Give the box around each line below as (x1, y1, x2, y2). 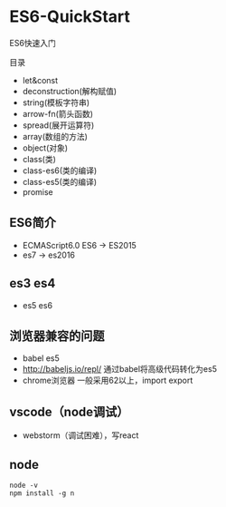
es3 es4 (9, 276, 56, 291)
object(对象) (22, 142, 69, 153)
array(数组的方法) (22, 131, 89, 141)
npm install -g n (9, 489, 75, 498)
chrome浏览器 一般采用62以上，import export (22, 375, 193, 386)
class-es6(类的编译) (22, 165, 98, 176)
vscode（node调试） (9, 404, 129, 419)
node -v (9, 481, 39, 490)
